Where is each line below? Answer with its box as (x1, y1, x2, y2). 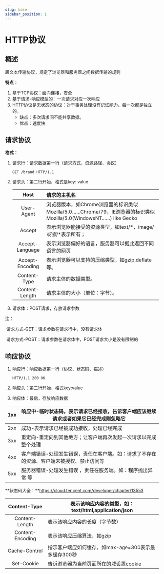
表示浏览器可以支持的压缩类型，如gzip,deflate (46, 257, 152, 263)
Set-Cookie (11, 560, 39, 567)
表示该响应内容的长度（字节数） (47, 518, 121, 525)
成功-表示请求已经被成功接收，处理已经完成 (21, 425, 123, 432)
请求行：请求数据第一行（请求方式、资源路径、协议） (12, 160, 120, 166)
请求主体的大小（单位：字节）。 (46, 290, 118, 297)
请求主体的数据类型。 (46, 276, 96, 282)
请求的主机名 (46, 192, 76, 198)
